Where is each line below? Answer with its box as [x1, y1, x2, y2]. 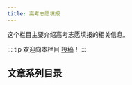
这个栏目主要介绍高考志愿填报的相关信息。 [7, 30, 129, 38]
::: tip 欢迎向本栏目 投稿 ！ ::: [7, 45, 87, 53]
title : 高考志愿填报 [7, 10, 60, 17]
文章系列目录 [7, 68, 63, 79]
